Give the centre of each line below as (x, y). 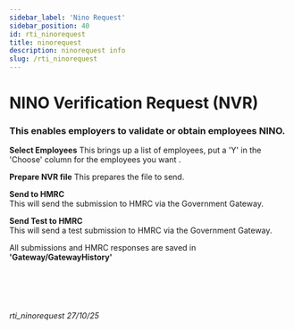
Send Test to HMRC (46, 221)
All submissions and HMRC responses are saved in (103, 248)
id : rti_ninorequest (48, 34)
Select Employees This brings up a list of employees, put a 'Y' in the (135, 150)
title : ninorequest (46, 42)
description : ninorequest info (67, 51)
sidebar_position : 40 (50, 26)
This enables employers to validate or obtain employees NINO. (147, 131)
